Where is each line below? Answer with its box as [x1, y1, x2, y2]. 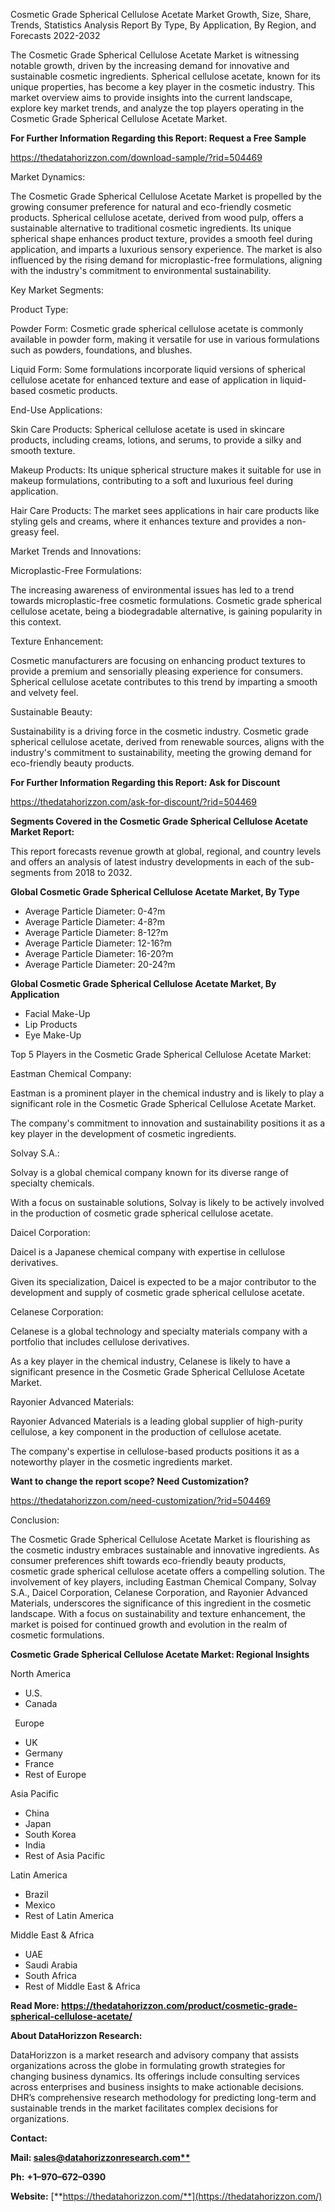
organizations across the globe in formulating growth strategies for [10, 2060, 286, 2071]
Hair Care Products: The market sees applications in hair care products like [10, 505, 320, 516]
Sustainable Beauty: [10, 706, 93, 718]
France [24, 1758, 55, 1769]
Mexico [24, 1899, 56, 1911]
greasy [10, 526, 40, 538]
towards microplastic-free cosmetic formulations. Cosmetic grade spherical [10, 595, 322, 606]
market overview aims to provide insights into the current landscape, [10, 92, 293, 103]
